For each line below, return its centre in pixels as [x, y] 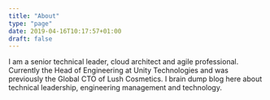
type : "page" [30, 24]
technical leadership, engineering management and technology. [115, 88]
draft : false [30, 39]
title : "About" [34, 16]
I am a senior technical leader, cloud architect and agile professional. [124, 62]
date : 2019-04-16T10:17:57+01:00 [65, 31]
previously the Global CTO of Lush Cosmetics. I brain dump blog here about [135, 79]
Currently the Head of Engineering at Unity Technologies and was [119, 71]
